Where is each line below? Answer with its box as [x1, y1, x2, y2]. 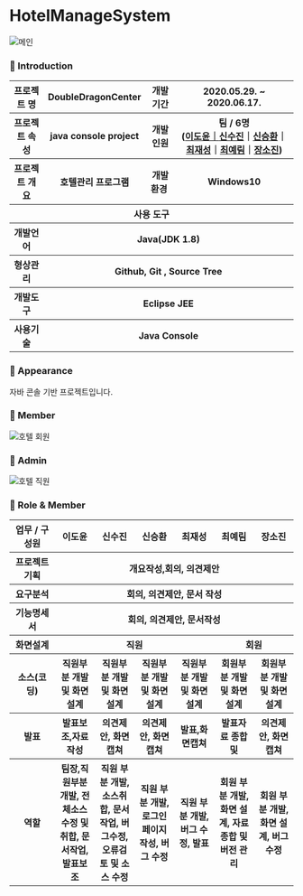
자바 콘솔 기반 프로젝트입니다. [9, 386, 114, 397]
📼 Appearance [9, 365, 74, 378]
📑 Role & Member [9, 499, 86, 511]
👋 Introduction [9, 60, 74, 72]
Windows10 [207, 175, 262, 188]
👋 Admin [9, 453, 48, 466]
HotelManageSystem [9, 5, 171, 26]
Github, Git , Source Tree [114, 266, 223, 278]
